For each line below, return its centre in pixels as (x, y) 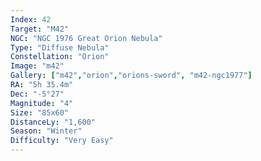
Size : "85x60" (40, 112)
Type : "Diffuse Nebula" (60, 47)
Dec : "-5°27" (37, 94)
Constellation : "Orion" (60, 57)
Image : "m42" (37, 66)
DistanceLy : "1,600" (53, 122)
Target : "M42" (40, 29)
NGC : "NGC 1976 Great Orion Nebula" (86, 38)
